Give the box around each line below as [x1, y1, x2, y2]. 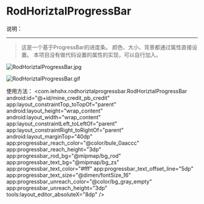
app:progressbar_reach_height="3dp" [6, 145, 101, 153]
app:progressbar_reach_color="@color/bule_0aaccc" [6, 139, 140, 146]
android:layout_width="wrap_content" [6, 113, 101, 120]
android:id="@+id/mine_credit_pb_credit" [6, 94, 110, 101]
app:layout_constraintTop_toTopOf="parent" [6, 100, 117, 108]
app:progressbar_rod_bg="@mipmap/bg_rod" [6, 152, 121, 159]
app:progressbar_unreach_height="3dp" [6, 184, 107, 191]
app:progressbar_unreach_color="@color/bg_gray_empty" [6, 177, 152, 185]
